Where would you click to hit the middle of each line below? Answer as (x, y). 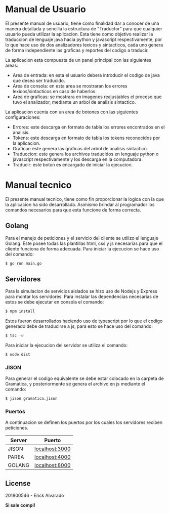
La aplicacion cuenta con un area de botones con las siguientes (72, 112)
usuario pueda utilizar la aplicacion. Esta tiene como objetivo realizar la (79, 34)
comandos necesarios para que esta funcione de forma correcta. (73, 210)
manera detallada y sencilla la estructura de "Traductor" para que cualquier (84, 28)
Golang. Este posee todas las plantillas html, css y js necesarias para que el (84, 243)
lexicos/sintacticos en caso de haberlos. (55, 91)
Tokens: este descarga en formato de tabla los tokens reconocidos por (86, 138)
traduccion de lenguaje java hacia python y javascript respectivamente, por (84, 39)
